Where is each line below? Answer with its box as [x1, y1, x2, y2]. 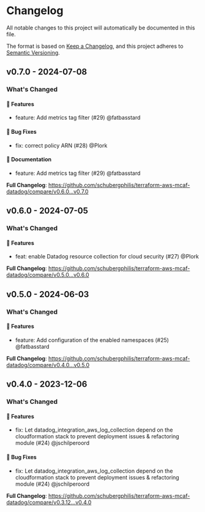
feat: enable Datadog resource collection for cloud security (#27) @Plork [15, 253, 199, 260]
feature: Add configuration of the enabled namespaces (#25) [15, 336, 170, 344]
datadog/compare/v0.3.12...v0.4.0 [6, 498, 92, 506]
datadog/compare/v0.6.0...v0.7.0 [6, 188, 89, 195]
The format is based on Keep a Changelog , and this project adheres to [6, 42, 184, 50]
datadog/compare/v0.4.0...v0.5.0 [6, 361, 90, 368]
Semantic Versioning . [6, 48, 60, 56]
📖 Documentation [6, 156, 52, 163]
